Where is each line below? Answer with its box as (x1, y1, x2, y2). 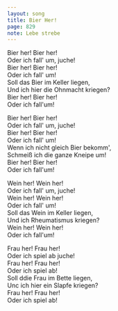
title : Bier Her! (7, 17, 58, 24)
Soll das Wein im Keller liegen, (7, 209, 94, 217)
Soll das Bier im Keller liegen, (7, 78, 90, 87)
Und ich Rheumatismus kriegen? (7, 216, 100, 225)
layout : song (7, 10, 45, 17)
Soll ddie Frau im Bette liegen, (7, 274, 92, 282)
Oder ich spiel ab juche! (7, 252, 75, 260)
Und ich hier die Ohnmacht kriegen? (7, 86, 110, 94)
